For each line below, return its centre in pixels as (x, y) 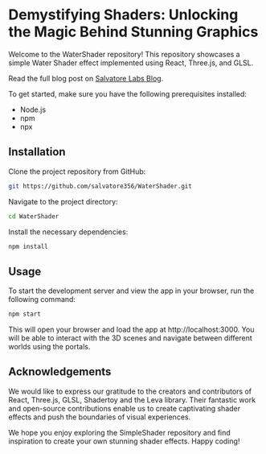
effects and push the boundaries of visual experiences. (100, 417)
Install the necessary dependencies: (68, 232)
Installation (37, 152)
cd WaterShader (34, 216)
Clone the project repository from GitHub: (77, 171)
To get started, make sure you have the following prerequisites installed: (128, 93)
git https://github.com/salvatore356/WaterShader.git (100, 186)
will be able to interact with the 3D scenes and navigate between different (131, 338)
